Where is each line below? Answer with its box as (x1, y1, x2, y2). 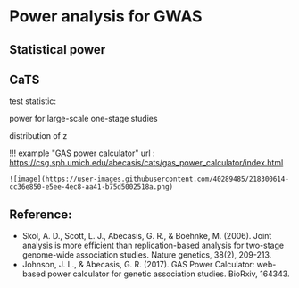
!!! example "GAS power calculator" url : (9, 148, 155, 158)
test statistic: (9, 96, 56, 106)
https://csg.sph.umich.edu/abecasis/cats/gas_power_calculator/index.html (9, 157, 284, 168)
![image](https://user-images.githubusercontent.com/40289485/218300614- (9, 174, 290, 184)
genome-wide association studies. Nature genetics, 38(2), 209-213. (21, 250, 272, 260)
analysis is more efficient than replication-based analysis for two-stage (21, 240, 284, 251)
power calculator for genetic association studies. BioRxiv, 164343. (47, 268, 290, 279)
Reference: (9, 207, 72, 222)
